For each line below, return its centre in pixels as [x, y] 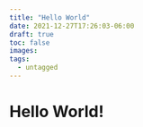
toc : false [30, 42]
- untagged [38, 68]
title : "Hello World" [50, 17]
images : [24, 51]
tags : [19, 59]
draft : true [31, 34]
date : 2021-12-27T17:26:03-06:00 [72, 26]
